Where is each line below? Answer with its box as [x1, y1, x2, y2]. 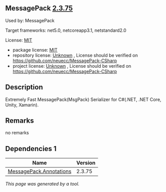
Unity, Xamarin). [5, 102, 39, 108]
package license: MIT [12, 46, 58, 53]
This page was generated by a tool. [5, 181, 79, 187]
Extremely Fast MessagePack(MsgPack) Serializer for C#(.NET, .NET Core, [5, 96, 161, 103]
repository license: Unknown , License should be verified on [12, 52, 138, 58]
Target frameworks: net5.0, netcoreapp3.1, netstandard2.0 [5, 27, 127, 33]
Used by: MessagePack [5, 17, 55, 23]
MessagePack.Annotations [8, 168, 72, 175]
